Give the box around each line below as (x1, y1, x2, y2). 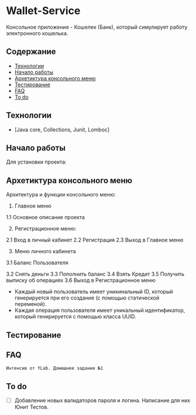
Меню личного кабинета (14, 248, 76, 255)
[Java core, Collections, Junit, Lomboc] (14, 126, 110, 133)
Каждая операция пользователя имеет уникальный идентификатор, (14, 307, 185, 314)
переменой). (14, 301, 47, 308)
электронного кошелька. (6, 29, 68, 36)
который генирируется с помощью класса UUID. (14, 313, 136, 320)
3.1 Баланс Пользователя (6, 259, 68, 266)
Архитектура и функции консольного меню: (6, 191, 116, 198)
